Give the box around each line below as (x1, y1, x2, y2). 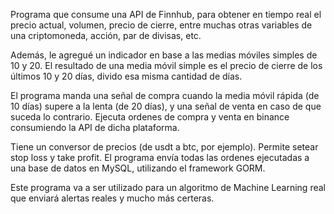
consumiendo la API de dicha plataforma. (10, 122, 180, 133)
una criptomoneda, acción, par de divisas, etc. (10, 30, 202, 41)
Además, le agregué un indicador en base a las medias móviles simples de (10, 49, 318, 61)
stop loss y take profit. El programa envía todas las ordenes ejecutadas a (10, 152, 310, 163)
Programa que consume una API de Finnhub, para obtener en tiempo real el (10, 9, 322, 20)
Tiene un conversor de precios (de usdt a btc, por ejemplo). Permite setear (10, 141, 319, 153)
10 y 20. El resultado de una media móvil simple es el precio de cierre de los (10, 60, 323, 71)
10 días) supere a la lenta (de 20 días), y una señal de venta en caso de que (10, 100, 322, 112)
